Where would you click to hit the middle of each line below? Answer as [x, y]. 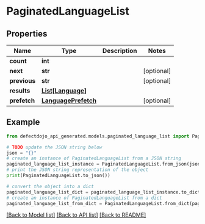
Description [120, 51]
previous [23, 81]
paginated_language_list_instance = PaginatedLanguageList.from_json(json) [105, 164]
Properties [27, 34]
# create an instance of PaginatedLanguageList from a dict [85, 198]
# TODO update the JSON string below [54, 147]
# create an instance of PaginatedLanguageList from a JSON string [94, 159]
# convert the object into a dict [50, 186]
